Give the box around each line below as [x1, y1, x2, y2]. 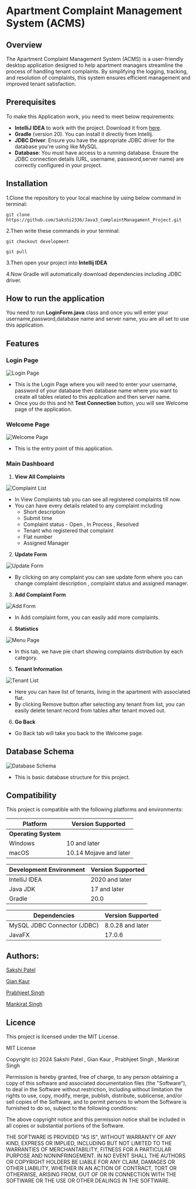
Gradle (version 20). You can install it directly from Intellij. [14, 130, 154, 137]
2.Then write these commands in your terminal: [6, 227, 120, 234]
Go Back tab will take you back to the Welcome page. [14, 729, 143, 736]
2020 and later [90, 875, 132, 884]
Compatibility [6, 790, 57, 800]
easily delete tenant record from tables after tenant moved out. [14, 706, 166, 714]
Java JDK [9, 885, 36, 894]
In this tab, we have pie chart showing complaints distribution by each [14, 648, 183, 655]
